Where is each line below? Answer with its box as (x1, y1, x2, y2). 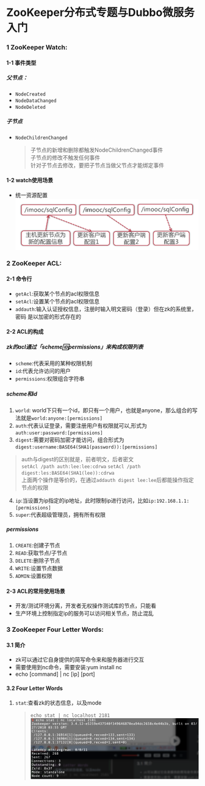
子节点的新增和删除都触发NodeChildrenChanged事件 (30, 146, 164, 154)
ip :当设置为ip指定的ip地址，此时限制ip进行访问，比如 (15, 497, 149, 505)
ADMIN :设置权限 (15, 573, 52, 580)
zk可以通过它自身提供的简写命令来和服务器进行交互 (15, 656, 145, 664)
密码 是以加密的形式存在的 (15, 313, 81, 320)
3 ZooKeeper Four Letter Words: (6, 625, 104, 634)
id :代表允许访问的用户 (15, 368, 71, 375)
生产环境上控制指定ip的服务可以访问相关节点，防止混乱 (15, 610, 154, 617)
